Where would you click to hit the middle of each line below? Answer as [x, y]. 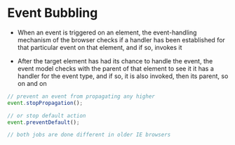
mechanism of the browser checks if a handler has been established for [121, 39]
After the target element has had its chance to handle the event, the [115, 61]
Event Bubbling [53, 13]
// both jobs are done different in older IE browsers [89, 135]
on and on [32, 83]
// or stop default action [47, 115]
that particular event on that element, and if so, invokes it [100, 47]
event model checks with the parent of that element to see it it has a [115, 68]
